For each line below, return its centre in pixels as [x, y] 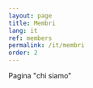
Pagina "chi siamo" [40, 76]
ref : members [30, 38]
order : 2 [23, 53]
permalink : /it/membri [46, 46]
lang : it [23, 30]
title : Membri [32, 23]
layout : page [30, 16]
